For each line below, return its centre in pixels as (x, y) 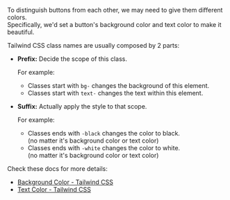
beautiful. (21, 32)
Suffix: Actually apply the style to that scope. (82, 106)
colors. (17, 17)
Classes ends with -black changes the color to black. (104, 133)
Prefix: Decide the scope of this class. (72, 59)
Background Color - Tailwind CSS (65, 182)
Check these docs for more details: (57, 169)
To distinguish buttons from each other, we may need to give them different (115, 10)
